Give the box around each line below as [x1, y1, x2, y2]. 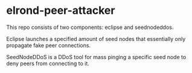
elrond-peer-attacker [6, 4, 115, 17]
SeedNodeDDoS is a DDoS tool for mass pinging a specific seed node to [6, 53, 187, 60]
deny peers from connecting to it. [6, 60, 89, 67]
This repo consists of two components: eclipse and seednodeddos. [6, 24, 174, 31]
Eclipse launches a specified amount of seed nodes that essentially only [6, 35, 186, 42]
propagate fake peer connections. [6, 42, 91, 49]
